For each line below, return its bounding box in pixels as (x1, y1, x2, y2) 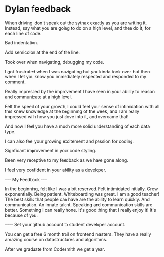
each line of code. (5, 30, 42, 36)
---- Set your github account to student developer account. (5, 221, 126, 227)
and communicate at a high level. (5, 94, 72, 100)
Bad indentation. (5, 39, 38, 45)
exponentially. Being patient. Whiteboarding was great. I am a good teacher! (5, 191, 159, 197)
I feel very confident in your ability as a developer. (5, 167, 107, 173)
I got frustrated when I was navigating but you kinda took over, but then (5, 68, 150, 74)
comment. (5, 79, 26, 85)
